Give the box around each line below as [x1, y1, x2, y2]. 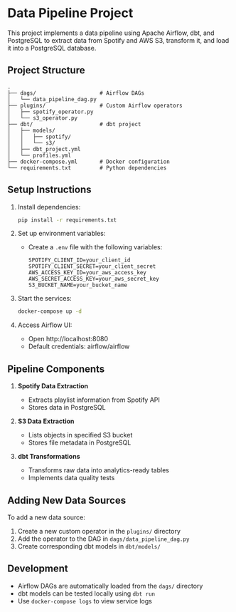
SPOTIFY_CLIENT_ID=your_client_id [28, 256, 131, 264]
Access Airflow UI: [17, 321, 73, 329]
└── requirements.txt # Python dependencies [7, 164, 167, 172]
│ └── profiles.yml [7, 152, 72, 159]
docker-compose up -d [17, 308, 82, 315]
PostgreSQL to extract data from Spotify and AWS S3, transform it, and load [7, 36, 230, 44]
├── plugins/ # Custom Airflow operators [7, 102, 183, 109]
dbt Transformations [17, 452, 80, 461]
